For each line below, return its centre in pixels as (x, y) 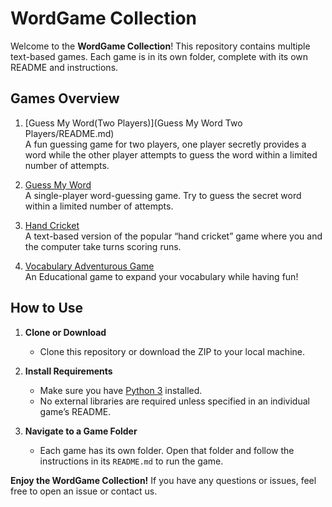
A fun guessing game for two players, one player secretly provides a (165, 144)
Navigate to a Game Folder (81, 431)
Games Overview (65, 98)
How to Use (47, 308)
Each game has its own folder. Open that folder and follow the (167, 450)
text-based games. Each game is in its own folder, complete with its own (159, 56)
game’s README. (75, 411)
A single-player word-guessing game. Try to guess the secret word (163, 195)
